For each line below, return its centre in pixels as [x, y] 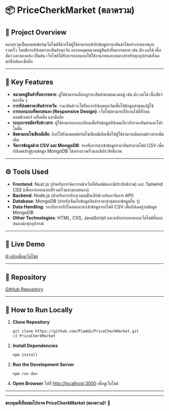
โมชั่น [17, 128]
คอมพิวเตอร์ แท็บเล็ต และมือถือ [38, 117]
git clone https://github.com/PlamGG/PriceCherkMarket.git [76, 331]
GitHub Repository [24, 289]
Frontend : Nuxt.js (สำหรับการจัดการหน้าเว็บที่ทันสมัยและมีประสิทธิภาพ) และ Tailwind [88, 184]
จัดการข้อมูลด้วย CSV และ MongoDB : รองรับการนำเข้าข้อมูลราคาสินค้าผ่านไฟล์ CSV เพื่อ [88, 145]
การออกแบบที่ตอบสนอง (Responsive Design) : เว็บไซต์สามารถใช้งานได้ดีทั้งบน [81, 111]
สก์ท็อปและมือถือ [19, 61]
